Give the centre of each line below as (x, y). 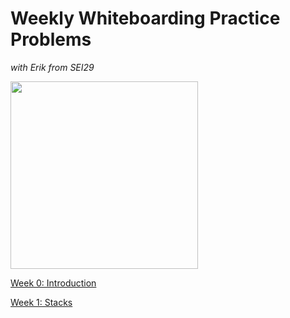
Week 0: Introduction (53, 283)
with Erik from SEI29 (52, 67)
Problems (51, 39)
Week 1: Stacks (41, 302)
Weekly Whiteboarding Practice (145, 18)
